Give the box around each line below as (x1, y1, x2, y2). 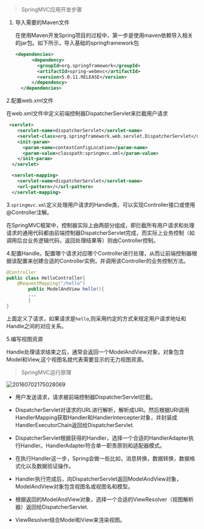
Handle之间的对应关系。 (6, 322, 67, 329)
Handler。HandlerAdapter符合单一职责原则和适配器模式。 (20, 442, 165, 449)
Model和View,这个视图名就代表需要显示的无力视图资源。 (6, 355, 148, 363)
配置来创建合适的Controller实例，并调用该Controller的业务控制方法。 (16, 257, 189, 264)
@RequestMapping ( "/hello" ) (17, 280, 86, 287)
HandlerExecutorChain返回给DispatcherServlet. (15, 421, 135, 428)
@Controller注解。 (6, 209, 53, 216)
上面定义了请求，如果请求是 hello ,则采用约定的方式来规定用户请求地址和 (6, 315, 186, 322)
